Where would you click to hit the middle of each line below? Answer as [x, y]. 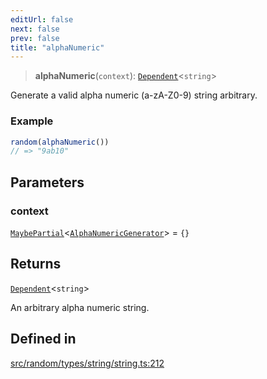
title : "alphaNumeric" [57, 47]
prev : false [35, 38]
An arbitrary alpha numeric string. [80, 307]
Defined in [43, 339]
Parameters [47, 182]
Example [32, 121]
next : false [35, 29]
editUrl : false [42, 19]
